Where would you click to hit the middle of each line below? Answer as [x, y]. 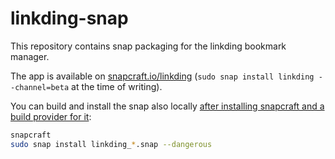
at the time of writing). [117, 86]
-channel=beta [40, 87]
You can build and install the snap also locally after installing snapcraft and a [167, 106]
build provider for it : [51, 116]
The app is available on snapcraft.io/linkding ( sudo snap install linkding [162, 76]
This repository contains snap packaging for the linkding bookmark [148, 46]
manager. [30, 56]
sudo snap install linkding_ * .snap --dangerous [111, 144]
